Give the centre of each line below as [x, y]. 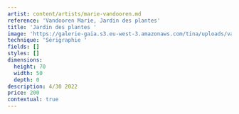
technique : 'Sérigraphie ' [47, 40]
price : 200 [23, 93]
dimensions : [25, 60]
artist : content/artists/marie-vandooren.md [74, 14]
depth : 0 [27, 80]
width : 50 [28, 73]
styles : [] [23, 54]
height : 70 [30, 67]
